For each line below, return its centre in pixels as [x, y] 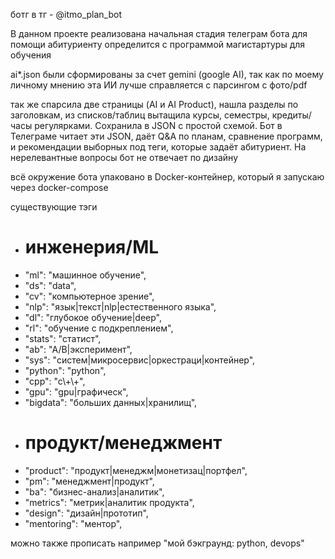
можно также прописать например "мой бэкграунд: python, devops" [157, 543]
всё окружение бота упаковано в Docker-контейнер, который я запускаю [167, 177]
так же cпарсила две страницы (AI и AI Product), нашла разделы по [154, 104]
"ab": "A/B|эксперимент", [78, 349]
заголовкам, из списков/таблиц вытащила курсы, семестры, [140, 115]
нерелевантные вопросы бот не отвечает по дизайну [124, 157]
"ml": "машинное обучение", [85, 275]
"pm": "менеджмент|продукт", [89, 481]
